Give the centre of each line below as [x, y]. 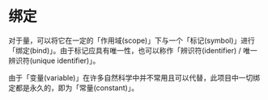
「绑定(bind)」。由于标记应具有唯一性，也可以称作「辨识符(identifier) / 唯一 [133, 50]
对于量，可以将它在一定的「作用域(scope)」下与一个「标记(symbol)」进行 [132, 40]
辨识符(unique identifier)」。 [54, 60]
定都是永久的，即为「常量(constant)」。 [74, 87]
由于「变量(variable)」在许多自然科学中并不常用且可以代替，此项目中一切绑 [134, 77]
